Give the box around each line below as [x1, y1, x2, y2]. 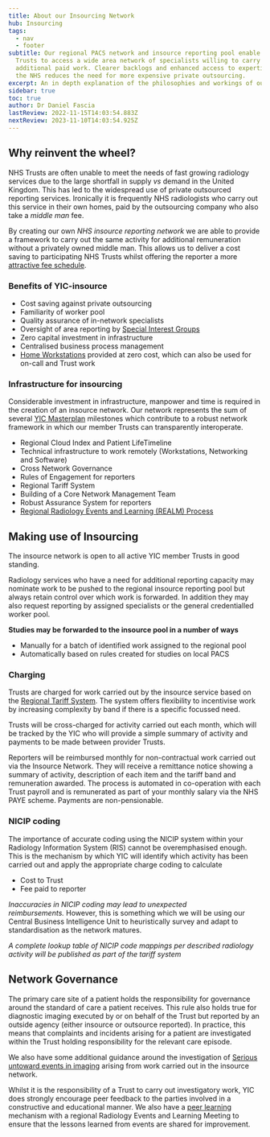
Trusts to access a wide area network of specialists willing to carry [15, 57, 261, 65]
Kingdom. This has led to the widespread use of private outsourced [8, 184, 231, 194]
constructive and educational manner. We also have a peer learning [8, 1102, 231, 1111]
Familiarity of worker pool [19, 307, 105, 316]
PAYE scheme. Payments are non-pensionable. [8, 796, 164, 805]
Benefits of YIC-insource [8, 280, 108, 291]
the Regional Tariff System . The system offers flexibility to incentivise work [8, 696, 256, 706]
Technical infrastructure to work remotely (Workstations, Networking [19, 447, 248, 456]
